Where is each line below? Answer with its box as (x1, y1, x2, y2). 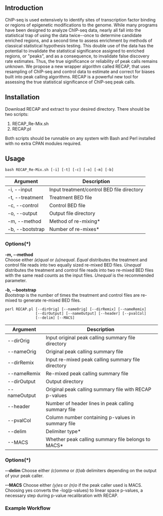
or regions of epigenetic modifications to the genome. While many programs (5, 22, 158, 28)
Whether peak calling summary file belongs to (46, 436, 150, 442)
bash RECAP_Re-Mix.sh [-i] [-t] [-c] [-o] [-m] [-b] (5, 168, 114, 172)
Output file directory (49, 210, 96, 217)
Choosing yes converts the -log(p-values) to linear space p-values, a (5, 487, 143, 494)
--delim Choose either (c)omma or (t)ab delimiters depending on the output (5, 468, 157, 474)
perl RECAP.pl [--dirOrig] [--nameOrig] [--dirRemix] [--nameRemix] (5, 306, 147, 311)
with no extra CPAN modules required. (5, 140, 81, 146)
